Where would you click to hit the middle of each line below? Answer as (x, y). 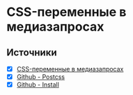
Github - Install (38, 85)
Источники (32, 52)
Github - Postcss (41, 77)
